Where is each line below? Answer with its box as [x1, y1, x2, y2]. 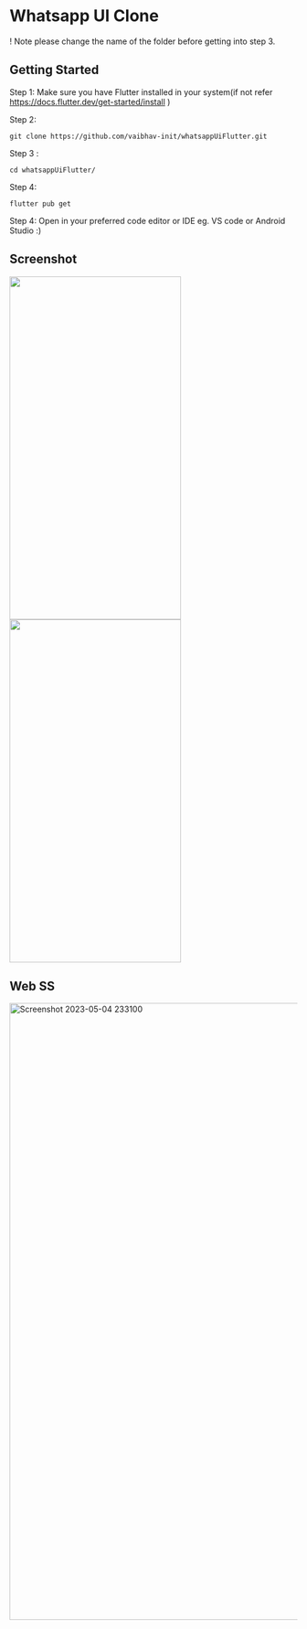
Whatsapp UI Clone [9, 5, 160, 27]
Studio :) [9, 225, 42, 236]
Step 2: [9, 113, 37, 124]
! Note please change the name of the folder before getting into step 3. [9, 36, 276, 47]
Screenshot [9, 252, 78, 267]
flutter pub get [9, 198, 71, 209]
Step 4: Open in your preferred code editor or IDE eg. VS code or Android [9, 215, 286, 226]
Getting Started [9, 62, 100, 78]
